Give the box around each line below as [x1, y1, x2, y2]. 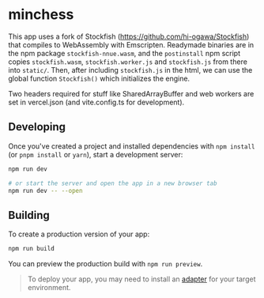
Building [8, 208, 50, 222]
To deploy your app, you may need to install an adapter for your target [27, 274, 256, 284]
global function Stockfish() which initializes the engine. [8, 74, 190, 83]
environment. [27, 283, 71, 292]
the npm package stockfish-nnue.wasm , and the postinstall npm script [8, 48, 241, 58]
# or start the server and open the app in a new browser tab [8, 179, 217, 187]
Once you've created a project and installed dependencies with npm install [8, 141, 255, 151]
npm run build [8, 245, 55, 253]
